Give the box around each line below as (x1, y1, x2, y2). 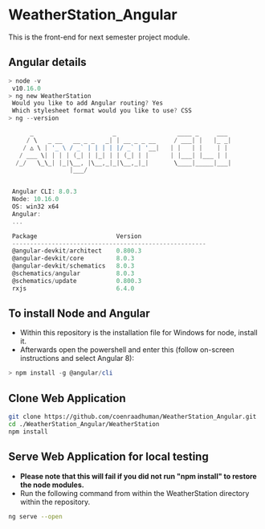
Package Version (11, 232, 142, 240)
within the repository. (19, 497, 91, 506)
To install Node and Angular (8, 307, 150, 321)
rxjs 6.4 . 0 (11, 284, 135, 293)
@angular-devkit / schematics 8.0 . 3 (11, 262, 135, 270)
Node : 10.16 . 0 (11, 195, 59, 203)
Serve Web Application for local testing (8, 450, 209, 464)
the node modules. (19, 480, 84, 490)
